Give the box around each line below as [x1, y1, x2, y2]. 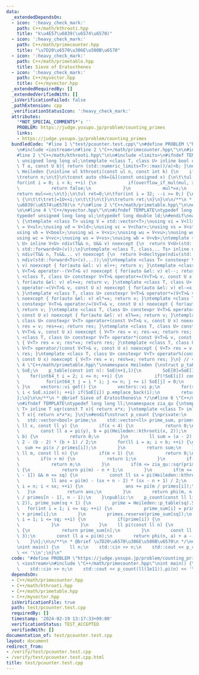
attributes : [11, 113, 41, 119]
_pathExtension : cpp [11, 102, 62, 109]
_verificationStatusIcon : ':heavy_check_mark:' [11, 108, 131, 114]
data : [6, 8, 20, 15]
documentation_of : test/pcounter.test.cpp [6, 632, 113, 638]
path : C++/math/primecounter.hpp [17, 42, 99, 48]
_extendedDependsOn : [11, 14, 62, 20]
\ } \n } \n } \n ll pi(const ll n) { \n [17, 522, 174, 528]
